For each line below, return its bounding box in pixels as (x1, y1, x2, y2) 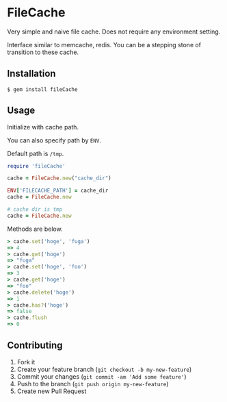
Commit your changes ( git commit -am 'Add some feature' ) (16, 372, 187, 381)
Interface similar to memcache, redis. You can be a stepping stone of (7, 40, 202, 49)
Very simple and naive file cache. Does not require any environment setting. (7, 27, 221, 36)
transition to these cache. (7, 48, 79, 56)
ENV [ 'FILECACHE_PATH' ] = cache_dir (7, 187, 109, 194)
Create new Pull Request (16, 387, 87, 395)
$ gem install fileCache (7, 86, 78, 93)
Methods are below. (7, 225, 63, 233)
